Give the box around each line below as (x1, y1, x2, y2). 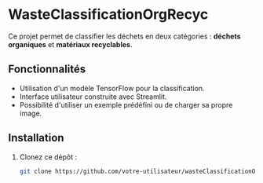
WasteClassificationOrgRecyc (8, 5, 209, 24)
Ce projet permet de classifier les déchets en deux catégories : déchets (8, 31, 241, 41)
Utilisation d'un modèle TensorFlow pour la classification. (19, 83, 206, 93)
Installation (8, 131, 64, 145)
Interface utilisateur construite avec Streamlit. (19, 92, 167, 101)
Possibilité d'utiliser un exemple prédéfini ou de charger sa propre (19, 100, 233, 109)
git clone (19, 167, 53, 175)
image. (19, 108, 42, 118)
